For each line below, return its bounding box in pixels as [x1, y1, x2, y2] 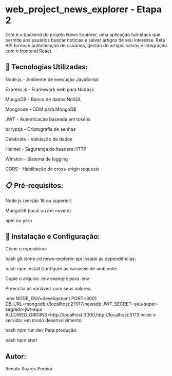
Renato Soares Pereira [5, 366, 53, 372]
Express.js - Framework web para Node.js [5, 86, 94, 92]
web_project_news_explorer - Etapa [5, 4, 162, 15]
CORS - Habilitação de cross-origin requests [5, 166, 100, 172]
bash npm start [5, 337, 37, 343]
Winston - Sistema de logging [5, 155, 68, 162]
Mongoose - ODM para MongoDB [5, 106, 77, 112]
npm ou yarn [5, 217, 32, 224]
